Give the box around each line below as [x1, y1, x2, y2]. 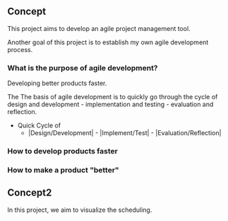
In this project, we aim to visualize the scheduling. [7, 206, 152, 214]
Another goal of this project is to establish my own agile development [7, 38, 209, 46]
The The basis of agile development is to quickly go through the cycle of [7, 93, 218, 101]
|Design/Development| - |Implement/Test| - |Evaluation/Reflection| [28, 129, 222, 137]
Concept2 [7, 187, 52, 199]
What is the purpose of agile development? [7, 63, 158, 72]
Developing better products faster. [7, 79, 107, 87]
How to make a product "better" [7, 165, 119, 175]
